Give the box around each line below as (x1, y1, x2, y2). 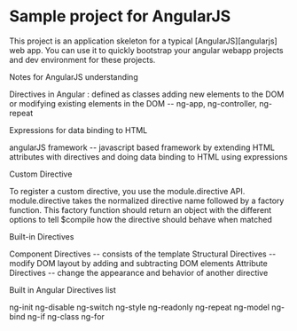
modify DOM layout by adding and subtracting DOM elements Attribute (9, 257, 268, 268)
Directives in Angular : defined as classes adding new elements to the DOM (9, 89, 285, 99)
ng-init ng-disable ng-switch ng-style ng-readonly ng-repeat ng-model (9, 302, 270, 312)
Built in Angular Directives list (9, 284, 117, 295)
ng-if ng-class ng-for (27, 311, 105, 321)
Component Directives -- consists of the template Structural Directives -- (9, 248, 277, 259)
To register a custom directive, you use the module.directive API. (9, 185, 246, 196)
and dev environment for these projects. (9, 54, 156, 65)
